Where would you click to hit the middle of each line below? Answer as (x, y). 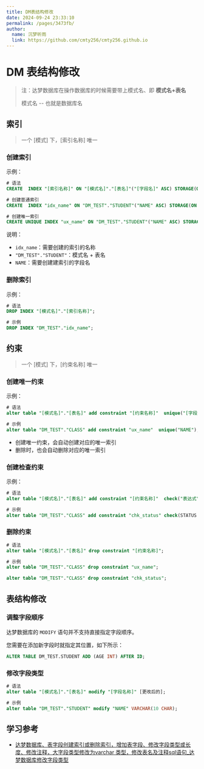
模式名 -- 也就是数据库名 (52, 103)
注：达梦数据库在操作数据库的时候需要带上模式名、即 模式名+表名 (104, 90)
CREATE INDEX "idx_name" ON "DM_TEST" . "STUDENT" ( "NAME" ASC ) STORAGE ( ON (102, 205)
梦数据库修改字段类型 (42, 760)
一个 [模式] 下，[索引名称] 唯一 (59, 140)
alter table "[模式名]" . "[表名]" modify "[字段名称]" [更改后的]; (86, 692)
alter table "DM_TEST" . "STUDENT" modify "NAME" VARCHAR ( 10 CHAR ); (92, 708)
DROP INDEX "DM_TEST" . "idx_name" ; (50, 328)
